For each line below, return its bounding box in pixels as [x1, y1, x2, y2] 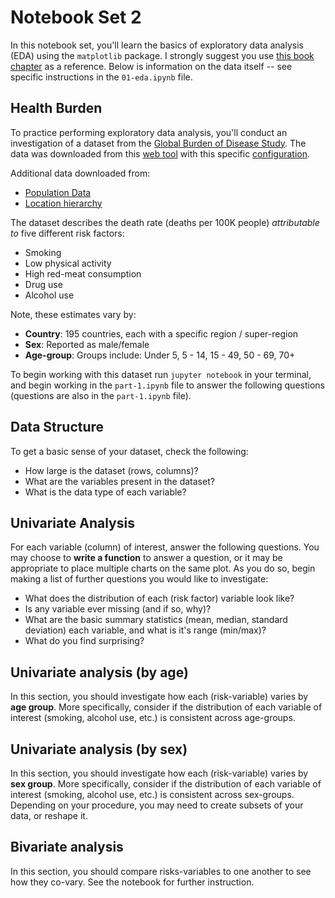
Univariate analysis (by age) [10, 664, 189, 681]
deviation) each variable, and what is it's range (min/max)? [24, 624, 267, 636]
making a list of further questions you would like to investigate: [10, 573, 269, 585]
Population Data [24, 186, 92, 198]
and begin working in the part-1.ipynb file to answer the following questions [10, 379, 325, 391]
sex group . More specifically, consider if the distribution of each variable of [10, 778, 322, 790]
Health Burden [10, 100, 103, 117]
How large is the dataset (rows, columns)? [24, 464, 199, 476]
